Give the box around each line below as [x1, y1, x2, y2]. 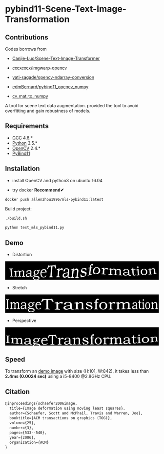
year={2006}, [9, 435, 36, 440]
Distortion [12, 252, 32, 258]
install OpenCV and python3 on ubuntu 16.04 [12, 177, 102, 183]
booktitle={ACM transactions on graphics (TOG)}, [9, 416, 112, 421]
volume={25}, [9, 420, 36, 426]
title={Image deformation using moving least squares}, [9, 406, 125, 411]
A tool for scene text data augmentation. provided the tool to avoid [5, 103, 139, 108]
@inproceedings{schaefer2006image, [5, 401, 78, 406]
